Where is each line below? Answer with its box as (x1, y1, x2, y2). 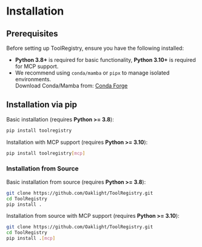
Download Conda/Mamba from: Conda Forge (15, 82, 128, 89)
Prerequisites (6, 29, 58, 39)
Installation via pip (6, 100, 78, 110)
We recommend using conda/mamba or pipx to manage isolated (15, 69, 170, 76)
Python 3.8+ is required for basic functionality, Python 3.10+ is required (15, 56, 196, 63)
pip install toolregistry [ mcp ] (6, 150, 86, 156)
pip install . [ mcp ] (6, 235, 56, 242)
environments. (15, 76, 52, 83)
